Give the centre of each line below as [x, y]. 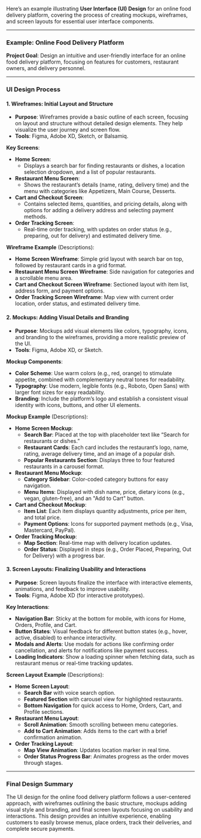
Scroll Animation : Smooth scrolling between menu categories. [101, 724]
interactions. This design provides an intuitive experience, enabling [89, 816]
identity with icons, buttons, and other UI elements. [78, 405]
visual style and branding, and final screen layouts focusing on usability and [100, 810]
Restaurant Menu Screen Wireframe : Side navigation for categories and [104, 272]
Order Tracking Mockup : [46, 536]
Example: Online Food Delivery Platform [65, 43]
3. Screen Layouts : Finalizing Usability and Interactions [76, 569]
